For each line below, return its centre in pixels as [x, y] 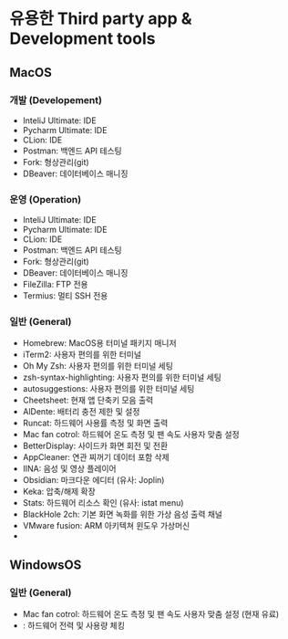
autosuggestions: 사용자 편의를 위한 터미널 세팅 [108, 389]
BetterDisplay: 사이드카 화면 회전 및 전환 [95, 446]
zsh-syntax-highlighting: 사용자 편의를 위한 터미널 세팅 [122, 377]
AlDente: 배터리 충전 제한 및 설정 [81, 412]
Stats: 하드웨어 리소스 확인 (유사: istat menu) [103, 503]
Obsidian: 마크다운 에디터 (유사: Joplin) [93, 480]
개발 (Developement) [56, 100]
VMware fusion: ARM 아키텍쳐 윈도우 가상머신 [106, 526]
